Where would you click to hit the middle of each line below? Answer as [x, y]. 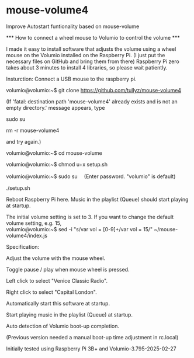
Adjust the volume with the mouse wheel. [56, 258]
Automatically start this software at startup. [58, 303]
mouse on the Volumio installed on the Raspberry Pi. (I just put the [86, 55]
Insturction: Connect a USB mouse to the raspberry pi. [71, 79]
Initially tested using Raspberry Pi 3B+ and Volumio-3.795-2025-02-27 [91, 349]
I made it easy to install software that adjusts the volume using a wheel [91, 49]
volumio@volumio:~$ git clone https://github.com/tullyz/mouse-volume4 [94, 90]
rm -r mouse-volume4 [33, 130]
